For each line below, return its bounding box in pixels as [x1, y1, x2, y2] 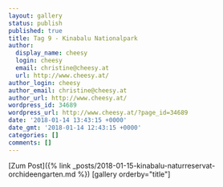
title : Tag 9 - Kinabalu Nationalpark [8, 34, 138, 43]
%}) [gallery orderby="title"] [77, 169, 171, 179]
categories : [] [8, 131, 59, 139]
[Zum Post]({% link [8, 161, 71, 170]
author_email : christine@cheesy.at [8, 86, 128, 95]
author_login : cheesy [8, 79, 81, 87]
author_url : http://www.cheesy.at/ [8, 94, 128, 102]
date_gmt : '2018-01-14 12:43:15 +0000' [8, 124, 142, 132]
